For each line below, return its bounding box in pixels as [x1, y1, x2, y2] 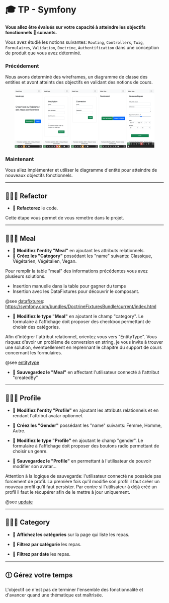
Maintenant [5, 156, 34, 163]
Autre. [12, 427, 26, 433]
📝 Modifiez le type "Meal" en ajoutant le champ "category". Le [12, 313, 144, 320]
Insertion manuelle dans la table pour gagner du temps [12, 283, 126, 289]
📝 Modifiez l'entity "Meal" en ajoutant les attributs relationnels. [12, 248, 145, 254]
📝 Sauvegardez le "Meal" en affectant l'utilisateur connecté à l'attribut [12, 369, 159, 375]
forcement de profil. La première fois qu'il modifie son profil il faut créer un [5, 478, 160, 484]
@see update [5, 499, 33, 505]
